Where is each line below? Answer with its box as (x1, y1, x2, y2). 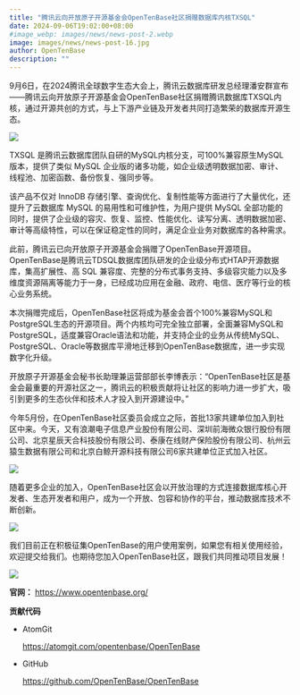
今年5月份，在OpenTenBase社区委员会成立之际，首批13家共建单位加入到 (9, 412, 277, 423)
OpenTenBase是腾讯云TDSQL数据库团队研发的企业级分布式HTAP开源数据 (9, 255, 279, 265)
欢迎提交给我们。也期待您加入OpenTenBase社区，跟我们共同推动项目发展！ (9, 551, 287, 562)
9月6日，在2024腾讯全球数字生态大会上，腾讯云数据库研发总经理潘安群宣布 (9, 81, 289, 90)
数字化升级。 (9, 352, 56, 362)
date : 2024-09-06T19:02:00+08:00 (9, 21, 134, 30)
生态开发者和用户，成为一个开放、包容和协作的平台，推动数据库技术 (32, 493, 283, 504)
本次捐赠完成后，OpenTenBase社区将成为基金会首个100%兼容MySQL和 (9, 308, 272, 318)
